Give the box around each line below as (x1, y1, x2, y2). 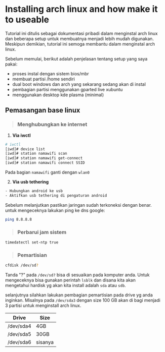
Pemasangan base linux (5, 106, 81, 115)
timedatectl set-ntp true (5, 239, 58, 245)
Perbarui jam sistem (17, 229, 67, 235)
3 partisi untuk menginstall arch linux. (5, 302, 82, 308)
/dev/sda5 (7, 331, 32, 338)
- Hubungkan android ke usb (5, 188, 63, 193)
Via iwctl (12, 132, 31, 138)
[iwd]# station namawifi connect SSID (5, 160, 85, 166)
